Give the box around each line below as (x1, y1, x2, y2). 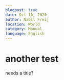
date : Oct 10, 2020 (5, 12, 47, 17)
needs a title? (5, 70, 34, 76)
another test (5, 53, 59, 65)
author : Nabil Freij (5, 17, 50, 22)
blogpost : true (5, 7, 38, 13)
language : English (5, 31, 45, 36)
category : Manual (5, 26, 42, 32)
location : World (5, 21, 40, 27)
